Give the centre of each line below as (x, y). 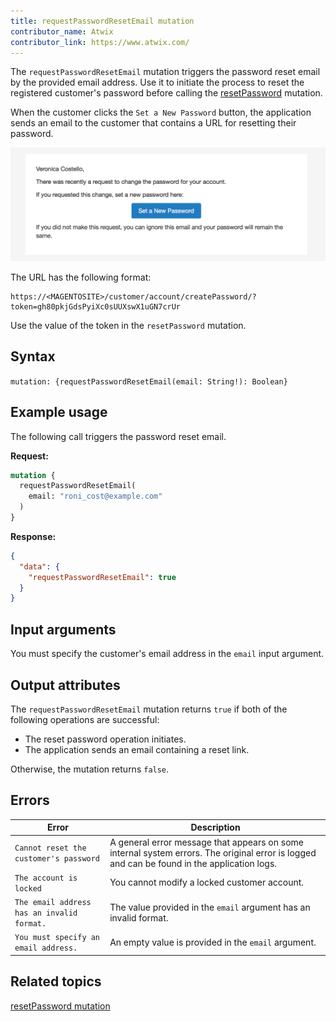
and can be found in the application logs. (193, 863)
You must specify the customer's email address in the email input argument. (167, 654)
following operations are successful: (85, 719)
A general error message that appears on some (206, 842)
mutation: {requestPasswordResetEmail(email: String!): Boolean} (149, 381)
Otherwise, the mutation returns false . (90, 769)
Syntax (33, 356)
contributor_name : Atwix (62, 31)
